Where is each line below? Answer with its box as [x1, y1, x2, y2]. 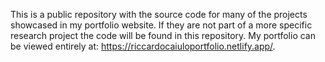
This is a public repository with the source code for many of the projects [10, 9, 308, 20]
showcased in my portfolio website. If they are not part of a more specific [10, 19, 313, 31]
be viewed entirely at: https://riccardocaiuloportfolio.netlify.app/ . [10, 40, 276, 52]
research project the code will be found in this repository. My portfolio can [10, 30, 316, 41]
